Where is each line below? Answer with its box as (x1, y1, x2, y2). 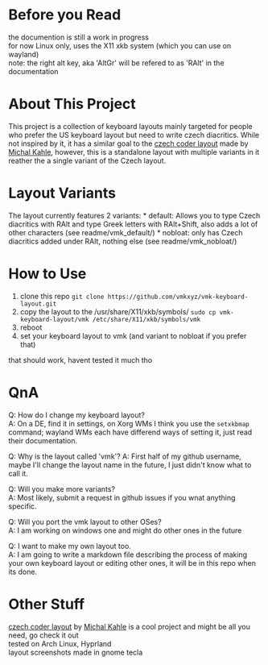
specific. (8, 501, 38, 511)
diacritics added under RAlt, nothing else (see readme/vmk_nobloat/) (8, 236, 237, 246)
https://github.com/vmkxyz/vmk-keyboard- (107, 293, 249, 301)
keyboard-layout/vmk (19, 315, 89, 323)
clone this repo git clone (19, 291, 105, 301)
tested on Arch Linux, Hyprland (8, 638, 112, 648)
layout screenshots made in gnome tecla (8, 647, 143, 657)
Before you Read (8, 6, 122, 24)
